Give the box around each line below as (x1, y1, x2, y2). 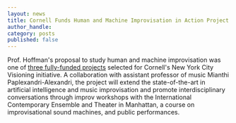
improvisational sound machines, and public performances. (7, 108, 180, 117)
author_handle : (7, 23, 52, 30)
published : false (7, 37, 59, 44)
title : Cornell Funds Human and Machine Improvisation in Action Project (7, 17, 230, 24)
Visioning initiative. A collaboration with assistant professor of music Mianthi (7, 71, 230, 79)
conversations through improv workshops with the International (7, 93, 192, 102)
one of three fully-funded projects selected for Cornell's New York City (7, 63, 214, 72)
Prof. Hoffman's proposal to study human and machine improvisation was (7, 56, 221, 64)
